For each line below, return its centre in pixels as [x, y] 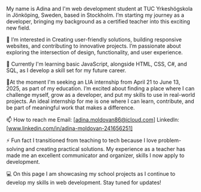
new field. [19, 28]
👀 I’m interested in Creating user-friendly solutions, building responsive [94, 39]
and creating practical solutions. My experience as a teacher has [106, 149]
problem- [170, 140]
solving [15, 149]
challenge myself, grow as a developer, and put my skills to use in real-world [101, 95]
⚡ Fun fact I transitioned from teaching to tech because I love [82, 140]
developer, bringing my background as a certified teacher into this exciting [98, 21]
